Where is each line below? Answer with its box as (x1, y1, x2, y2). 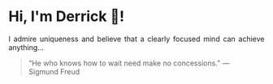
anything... (8, 42, 45, 52)
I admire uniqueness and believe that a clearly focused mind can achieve (8, 34, 265, 44)
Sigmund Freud (28, 66, 80, 76)
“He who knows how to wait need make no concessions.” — (28, 58, 230, 68)
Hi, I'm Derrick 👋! (8, 7, 124, 26)
